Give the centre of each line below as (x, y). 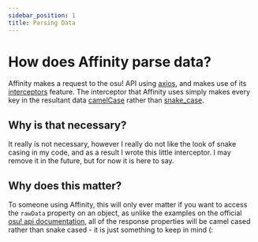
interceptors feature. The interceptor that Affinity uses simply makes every (129, 92)
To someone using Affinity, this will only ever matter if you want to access (128, 205)
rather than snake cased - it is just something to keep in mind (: (111, 230)
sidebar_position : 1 (42, 15)
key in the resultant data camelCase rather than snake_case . (106, 100)
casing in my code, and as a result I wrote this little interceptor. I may (120, 153)
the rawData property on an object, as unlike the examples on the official (125, 213)
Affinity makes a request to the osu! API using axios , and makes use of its (127, 84)
